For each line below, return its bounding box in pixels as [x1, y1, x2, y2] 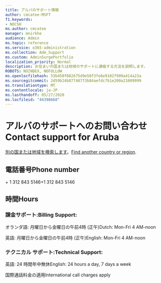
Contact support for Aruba [5, 131, 119, 143]
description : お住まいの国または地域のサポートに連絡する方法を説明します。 [5, 64, 148, 69]
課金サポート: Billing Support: [5, 211, 77, 219]
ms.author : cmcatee [5, 26, 47, 31]
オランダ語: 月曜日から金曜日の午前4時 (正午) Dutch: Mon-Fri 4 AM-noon [5, 224, 156, 230]
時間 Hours [5, 195, 38, 203]
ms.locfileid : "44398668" [5, 97, 60, 102]
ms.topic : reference [5, 41, 49, 46]
